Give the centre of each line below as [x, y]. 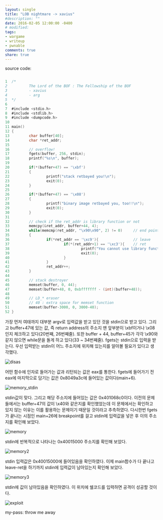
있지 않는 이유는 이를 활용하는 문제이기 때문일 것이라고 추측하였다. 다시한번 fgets [81, 410]
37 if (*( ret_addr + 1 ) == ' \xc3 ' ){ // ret [76, 244]
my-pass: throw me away [30, 512]
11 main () [15, 127]
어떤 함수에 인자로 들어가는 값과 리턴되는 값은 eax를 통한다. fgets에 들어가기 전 [80, 371]
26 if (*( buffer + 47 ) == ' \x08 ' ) [45, 195]
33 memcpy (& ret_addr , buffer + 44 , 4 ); [52, 226]
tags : [10, 32]
